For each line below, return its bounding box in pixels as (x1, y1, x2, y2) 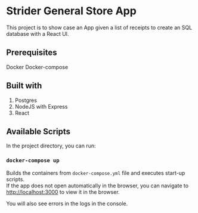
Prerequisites (6, 48, 57, 58)
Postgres (14, 97, 38, 104)
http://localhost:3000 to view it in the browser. (6, 188, 120, 195)
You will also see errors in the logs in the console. (6, 200, 128, 207)
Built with (6, 81, 42, 91)
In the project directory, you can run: (6, 142, 96, 150)
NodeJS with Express (14, 103, 68, 110)
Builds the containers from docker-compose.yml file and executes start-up (6, 169, 185, 177)
